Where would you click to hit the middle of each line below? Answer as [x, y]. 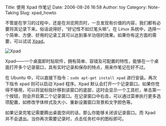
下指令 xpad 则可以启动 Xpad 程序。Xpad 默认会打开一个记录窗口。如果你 [80, 84]
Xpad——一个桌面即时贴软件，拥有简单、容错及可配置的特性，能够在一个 [80, 61]
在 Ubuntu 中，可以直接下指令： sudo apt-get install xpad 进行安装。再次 [81, 78]
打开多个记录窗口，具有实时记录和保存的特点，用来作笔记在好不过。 [79, 67]
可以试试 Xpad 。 [31, 41]
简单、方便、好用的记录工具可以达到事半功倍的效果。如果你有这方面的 [81, 35]
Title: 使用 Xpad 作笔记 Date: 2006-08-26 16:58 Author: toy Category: [76, 7]
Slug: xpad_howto [38, 13]
